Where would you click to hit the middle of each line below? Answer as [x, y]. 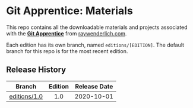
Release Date [94, 86]
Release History [36, 70]
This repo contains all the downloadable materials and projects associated [97, 27]
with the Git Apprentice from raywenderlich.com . [67, 33]
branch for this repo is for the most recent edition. [67, 51]
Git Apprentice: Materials [70, 11]
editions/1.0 [26, 96]
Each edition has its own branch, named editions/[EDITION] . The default [95, 45]
